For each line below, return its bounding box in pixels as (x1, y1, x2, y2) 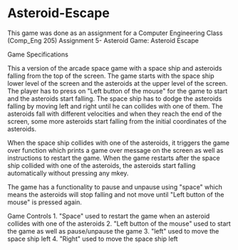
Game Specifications (7, 50, 69, 59)
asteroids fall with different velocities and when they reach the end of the (7, 109, 222, 118)
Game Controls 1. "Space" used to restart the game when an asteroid (7, 211, 210, 220)
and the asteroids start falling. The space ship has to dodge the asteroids (7, 94, 222, 103)
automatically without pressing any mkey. (7, 169, 129, 177)
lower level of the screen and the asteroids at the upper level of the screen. (7, 79, 228, 87)
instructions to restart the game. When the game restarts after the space (7, 154, 220, 162)
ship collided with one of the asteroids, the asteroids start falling (7, 161, 196, 169)
